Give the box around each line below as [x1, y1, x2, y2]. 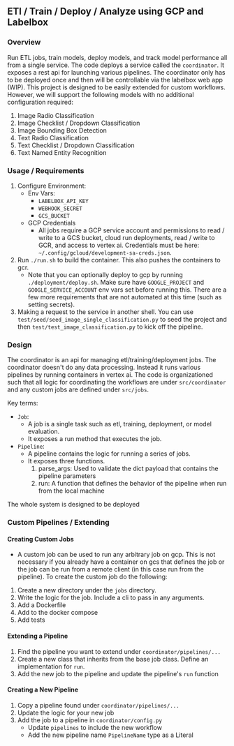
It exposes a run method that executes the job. [27, 435, 162, 443]
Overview [7, 38, 41, 47]
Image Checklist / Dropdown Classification [17, 119, 140, 127]
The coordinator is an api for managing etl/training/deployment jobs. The [7, 356, 217, 364]
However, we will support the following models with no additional [7, 90, 194, 98]
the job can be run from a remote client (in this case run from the [17, 565, 204, 574]
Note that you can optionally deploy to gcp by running [27, 270, 183, 278]
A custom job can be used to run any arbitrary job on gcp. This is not [17, 551, 216, 559]
